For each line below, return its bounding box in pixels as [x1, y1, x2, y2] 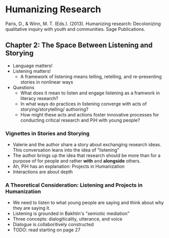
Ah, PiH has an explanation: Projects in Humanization [12, 163, 124, 170]
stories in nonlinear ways [20, 78, 73, 85]
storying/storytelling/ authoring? [20, 106, 89, 112]
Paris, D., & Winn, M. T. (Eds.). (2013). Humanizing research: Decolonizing [5, 21, 161, 27]
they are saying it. [12, 205, 51, 211]
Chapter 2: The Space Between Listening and [5, 41, 153, 50]
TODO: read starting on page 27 [12, 227, 81, 233]
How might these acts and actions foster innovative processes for [20, 111, 159, 117]
